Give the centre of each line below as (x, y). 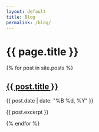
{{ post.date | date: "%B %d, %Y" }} (50, 101)
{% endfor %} (23, 124)
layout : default (26, 11)
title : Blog (21, 17)
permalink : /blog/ (29, 22)
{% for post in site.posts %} (40, 68)
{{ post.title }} (32, 86)
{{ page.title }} (42, 52)
